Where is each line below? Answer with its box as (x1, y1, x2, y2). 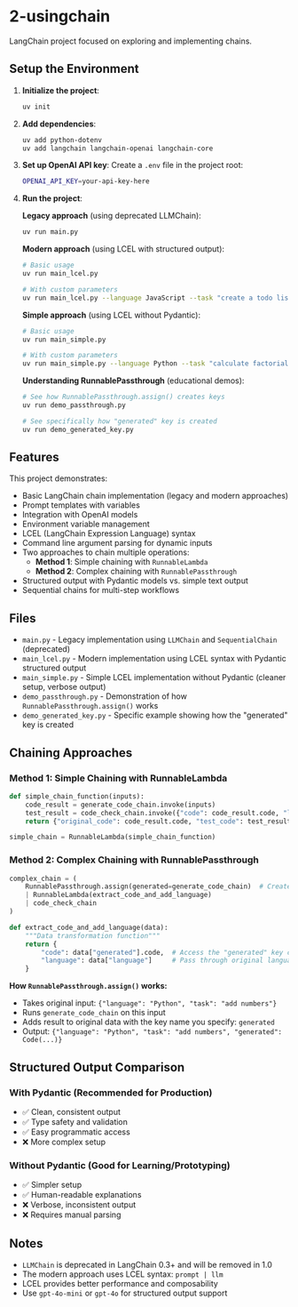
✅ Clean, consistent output (21, 1106, 122, 1117)
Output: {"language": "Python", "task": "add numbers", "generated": (21, 1026, 282, 1037)
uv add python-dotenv (21, 135, 102, 144)
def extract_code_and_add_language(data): (9, 923, 169, 932)
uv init (21, 102, 51, 111)
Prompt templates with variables (21, 500, 140, 510)
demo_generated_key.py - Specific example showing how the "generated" (21, 710, 288, 721)
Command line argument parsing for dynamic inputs (21, 538, 213, 549)
